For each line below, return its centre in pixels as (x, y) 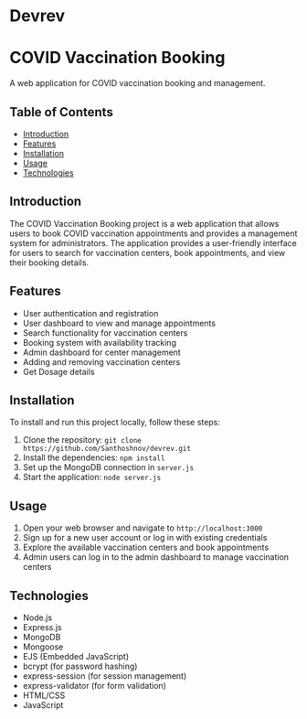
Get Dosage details (58, 371)
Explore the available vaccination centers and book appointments (146, 547)
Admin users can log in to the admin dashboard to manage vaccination (156, 557)
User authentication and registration (90, 313)
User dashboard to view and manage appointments (119, 323)
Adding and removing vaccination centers (101, 361)
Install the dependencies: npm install (94, 457)
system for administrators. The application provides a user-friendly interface (153, 242)
